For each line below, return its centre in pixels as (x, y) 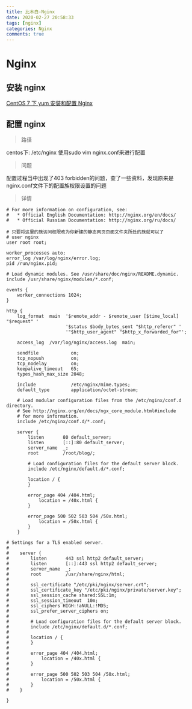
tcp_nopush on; (48, 358)
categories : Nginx (29, 29)
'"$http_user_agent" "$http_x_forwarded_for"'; (126, 332)
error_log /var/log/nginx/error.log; (54, 258)
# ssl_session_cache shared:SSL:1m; (62, 595)
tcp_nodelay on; (48, 364)
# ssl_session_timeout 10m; (52, 600)
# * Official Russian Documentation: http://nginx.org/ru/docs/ (91, 220)
